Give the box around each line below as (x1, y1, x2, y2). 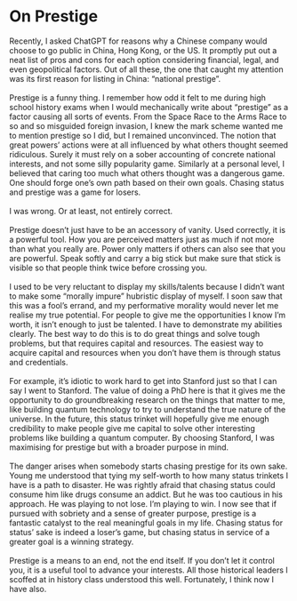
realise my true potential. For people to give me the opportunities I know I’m (9, 309, 286, 320)
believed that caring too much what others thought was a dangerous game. (9, 167, 285, 179)
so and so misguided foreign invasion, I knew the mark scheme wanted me (9, 120, 284, 131)
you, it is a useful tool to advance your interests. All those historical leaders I (9, 565, 289, 575)
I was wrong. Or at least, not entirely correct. (9, 205, 173, 216)
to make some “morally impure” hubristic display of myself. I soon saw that (9, 291, 283, 301)
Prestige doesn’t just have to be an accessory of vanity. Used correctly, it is (9, 224, 286, 235)
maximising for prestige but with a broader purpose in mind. (9, 442, 229, 453)
